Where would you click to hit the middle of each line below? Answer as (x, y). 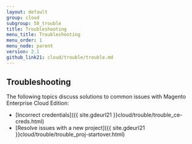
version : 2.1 (23, 52)
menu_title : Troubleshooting (43, 35)
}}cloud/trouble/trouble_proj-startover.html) (70, 134)
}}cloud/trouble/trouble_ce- (147, 115)
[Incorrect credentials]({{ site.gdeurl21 (63, 115)
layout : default (27, 12)
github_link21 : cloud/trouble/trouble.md (60, 57)
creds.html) (30, 121)
